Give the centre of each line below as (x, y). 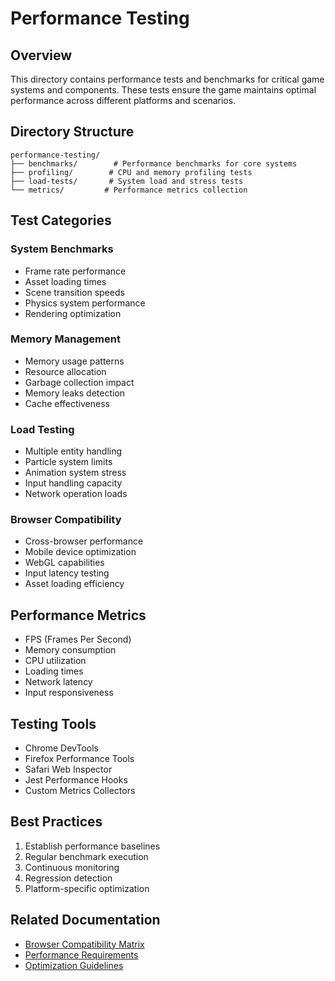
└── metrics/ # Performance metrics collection (129, 190)
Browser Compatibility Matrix (84, 944)
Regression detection (68, 878)
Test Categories (61, 220)
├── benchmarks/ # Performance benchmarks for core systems (154, 163)
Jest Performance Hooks (76, 780)
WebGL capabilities (64, 563)
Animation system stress (75, 473)
